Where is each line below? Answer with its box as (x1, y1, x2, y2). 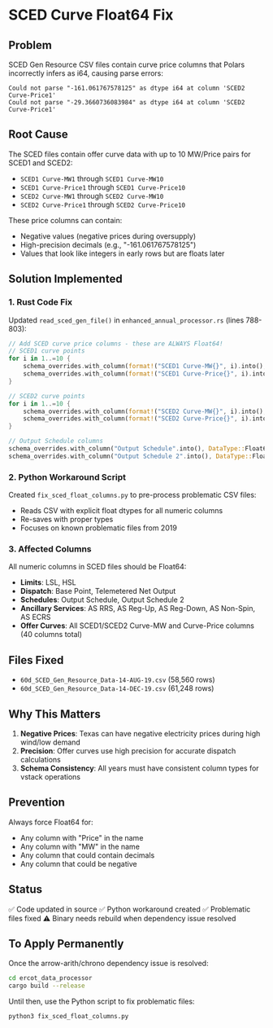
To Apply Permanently (8, 937, 124, 951)
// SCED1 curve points (8, 347, 85, 355)
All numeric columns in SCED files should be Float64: (8, 562, 187, 572)
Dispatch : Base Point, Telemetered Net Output (19, 586, 176, 596)
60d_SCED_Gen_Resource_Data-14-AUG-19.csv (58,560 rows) (19, 674, 215, 685)
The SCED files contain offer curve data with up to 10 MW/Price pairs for (8, 149, 251, 159)
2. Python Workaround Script (8, 471, 126, 482)
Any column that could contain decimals (19, 850, 155, 860)
